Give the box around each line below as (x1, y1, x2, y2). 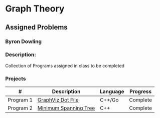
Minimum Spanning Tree (37, 104, 95, 111)
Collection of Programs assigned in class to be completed (5, 62, 124, 68)
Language (99, 88, 124, 95)
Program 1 (8, 96, 33, 103)
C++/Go (99, 96, 119, 103)
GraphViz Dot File (37, 96, 79, 103)
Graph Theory (5, 3, 65, 14)
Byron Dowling (5, 38, 42, 45)
